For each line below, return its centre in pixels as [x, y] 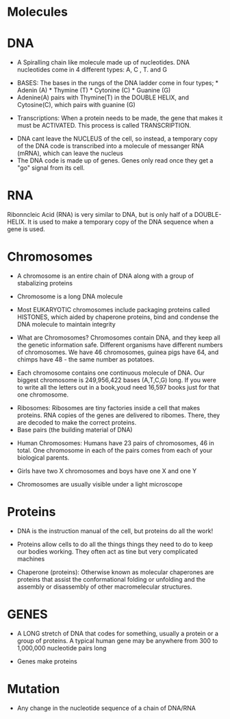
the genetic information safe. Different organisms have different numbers [120, 345]
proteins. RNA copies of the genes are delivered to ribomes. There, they [118, 415]
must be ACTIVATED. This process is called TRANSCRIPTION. [104, 126]
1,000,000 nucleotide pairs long [62, 648]
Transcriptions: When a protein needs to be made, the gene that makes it [120, 118]
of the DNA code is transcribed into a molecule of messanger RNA [110, 146]
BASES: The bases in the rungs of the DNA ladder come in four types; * [118, 83]
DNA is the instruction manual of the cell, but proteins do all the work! [115, 531]
